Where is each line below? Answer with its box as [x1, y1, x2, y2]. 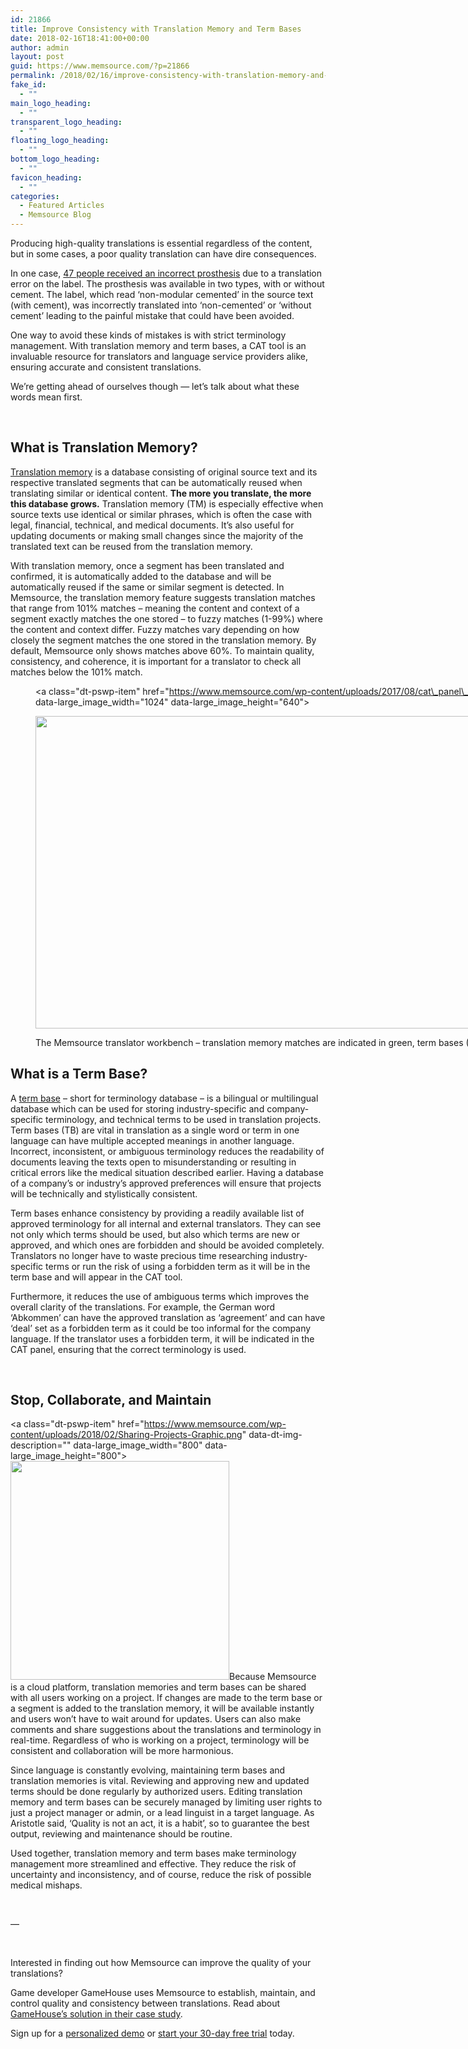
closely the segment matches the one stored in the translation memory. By [10, 634, 317, 646]
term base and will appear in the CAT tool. [10, 1271, 183, 1283]
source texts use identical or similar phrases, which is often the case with [10, 508, 313, 520]
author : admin [10, 42, 70, 53]
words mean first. [10, 391, 83, 403]
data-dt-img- [248, 1429, 303, 1441]
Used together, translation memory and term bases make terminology [10, 1847, 297, 1860]
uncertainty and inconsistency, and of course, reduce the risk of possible [10, 1869, 312, 1881]
